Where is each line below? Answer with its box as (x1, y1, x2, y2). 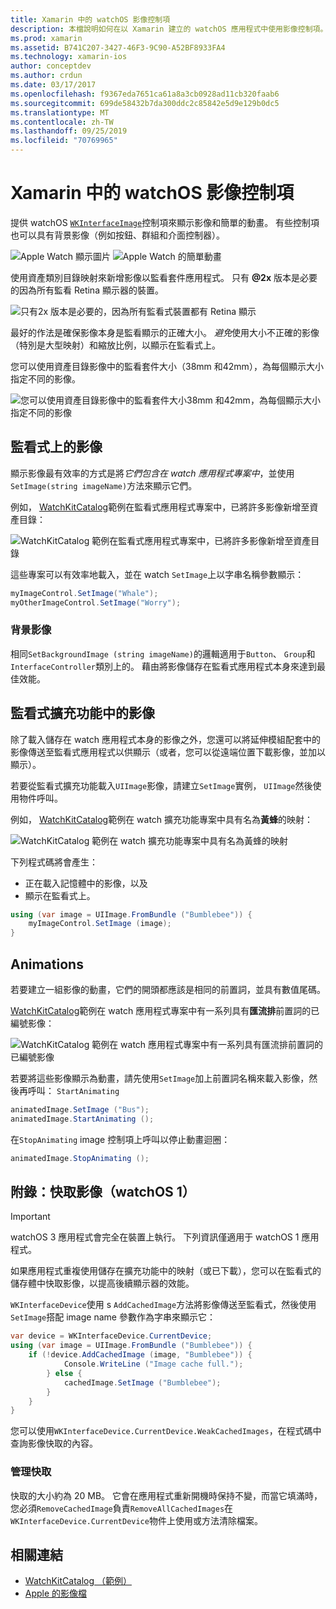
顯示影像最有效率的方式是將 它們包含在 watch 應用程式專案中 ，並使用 (10, 467, 295, 479)
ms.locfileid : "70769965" (10, 136, 118, 146)
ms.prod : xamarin (10, 33, 83, 43)
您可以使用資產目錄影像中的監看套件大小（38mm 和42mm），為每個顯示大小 (10, 360, 324, 372)
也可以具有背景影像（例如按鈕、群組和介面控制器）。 (10, 229, 225, 241)
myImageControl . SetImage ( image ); (28, 919, 172, 929)
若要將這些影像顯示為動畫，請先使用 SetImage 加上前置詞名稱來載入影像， (10, 1072, 310, 1085)
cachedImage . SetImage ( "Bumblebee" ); (63, 1377, 222, 1388)
